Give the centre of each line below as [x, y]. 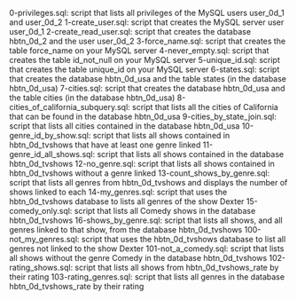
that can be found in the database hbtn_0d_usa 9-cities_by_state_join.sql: [143, 116]
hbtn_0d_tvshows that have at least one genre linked [105, 145]
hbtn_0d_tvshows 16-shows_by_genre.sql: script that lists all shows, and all [146, 220]
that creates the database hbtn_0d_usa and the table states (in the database [148, 79]
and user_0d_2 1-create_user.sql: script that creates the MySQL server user [147, 22]
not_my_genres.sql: [44, 239]
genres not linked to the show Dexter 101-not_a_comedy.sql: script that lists [147, 249]
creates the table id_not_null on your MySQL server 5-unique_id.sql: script [145, 60]
